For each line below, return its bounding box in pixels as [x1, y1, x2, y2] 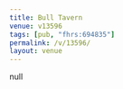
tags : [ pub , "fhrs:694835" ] [9, 30, 116, 39]
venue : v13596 [9, 22, 63, 31]
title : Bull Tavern [9, 13, 83, 22]
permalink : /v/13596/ [9, 38, 91, 48]
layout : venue [9, 47, 63, 56]
